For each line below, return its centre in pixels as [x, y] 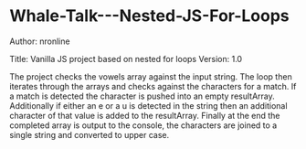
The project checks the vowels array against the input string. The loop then [151, 76]
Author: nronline [40, 41]
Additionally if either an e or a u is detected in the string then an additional [148, 105]
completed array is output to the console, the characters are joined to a [143, 125]
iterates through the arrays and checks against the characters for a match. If [153, 86]
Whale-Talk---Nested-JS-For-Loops [149, 16]
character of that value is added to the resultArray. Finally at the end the [145, 115]
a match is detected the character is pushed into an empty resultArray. [142, 96]
